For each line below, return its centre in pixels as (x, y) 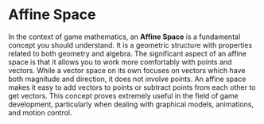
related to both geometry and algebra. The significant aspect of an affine (128, 53)
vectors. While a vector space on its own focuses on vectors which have (127, 70)
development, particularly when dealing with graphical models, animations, (131, 104)
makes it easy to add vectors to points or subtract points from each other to (132, 87)
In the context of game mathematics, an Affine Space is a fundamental (124, 37)
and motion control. (40, 112)
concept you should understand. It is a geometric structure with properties (130, 45)
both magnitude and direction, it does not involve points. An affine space (127, 79)
